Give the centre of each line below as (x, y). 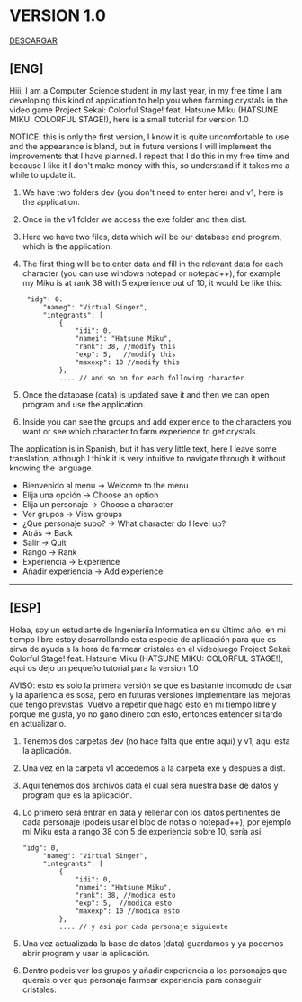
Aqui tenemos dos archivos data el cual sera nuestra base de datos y (150, 785)
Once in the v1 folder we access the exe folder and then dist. (134, 219)
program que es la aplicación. (77, 795)
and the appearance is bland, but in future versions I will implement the (141, 146)
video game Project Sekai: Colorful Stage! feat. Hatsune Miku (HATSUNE (144, 110)
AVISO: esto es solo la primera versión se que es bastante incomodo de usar (151, 685)
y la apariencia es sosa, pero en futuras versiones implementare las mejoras (150, 694)
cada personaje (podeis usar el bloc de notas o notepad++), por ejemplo (157, 822)
